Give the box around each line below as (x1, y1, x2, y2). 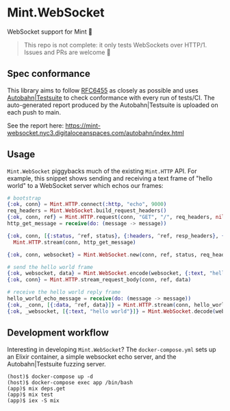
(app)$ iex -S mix (7, 397, 60, 404)
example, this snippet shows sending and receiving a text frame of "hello (7, 174, 213, 183)
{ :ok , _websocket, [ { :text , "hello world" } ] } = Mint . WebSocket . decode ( (7, 307, 216, 315)
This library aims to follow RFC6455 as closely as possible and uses (7, 86, 199, 94)
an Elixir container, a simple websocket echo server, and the (7, 352, 177, 361)
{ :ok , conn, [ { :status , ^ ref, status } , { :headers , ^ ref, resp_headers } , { (7, 232, 225, 239)
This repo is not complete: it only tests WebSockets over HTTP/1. (23, 40, 207, 49)
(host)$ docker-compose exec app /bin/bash (7, 379, 133, 386)
